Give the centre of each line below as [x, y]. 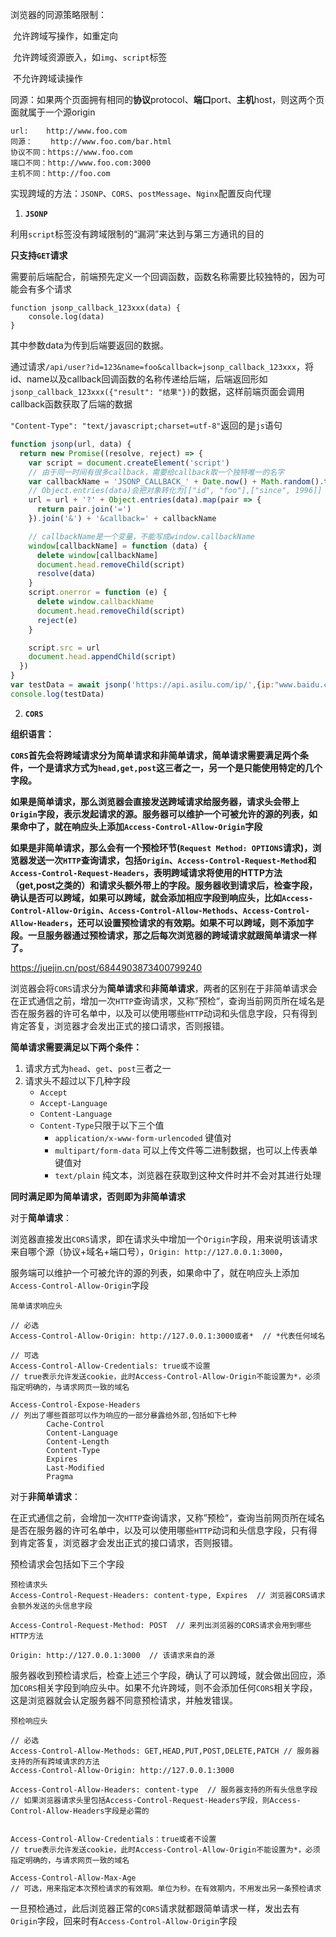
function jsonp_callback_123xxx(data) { [96, 308]
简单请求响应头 [36, 1306]
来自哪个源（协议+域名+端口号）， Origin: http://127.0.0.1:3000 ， [149, 1251]
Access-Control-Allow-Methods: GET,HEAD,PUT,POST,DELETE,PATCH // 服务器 [165, 1751]
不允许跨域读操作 [47, 78]
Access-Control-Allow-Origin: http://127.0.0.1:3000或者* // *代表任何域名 [168, 1336]
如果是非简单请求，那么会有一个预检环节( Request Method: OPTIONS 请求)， [161, 847]
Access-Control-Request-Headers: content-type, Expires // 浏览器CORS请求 [168, 1595]
